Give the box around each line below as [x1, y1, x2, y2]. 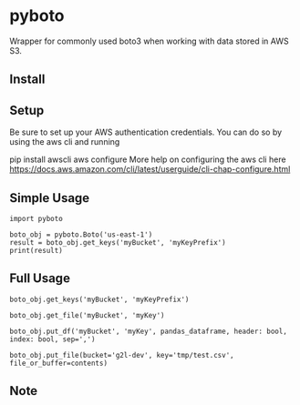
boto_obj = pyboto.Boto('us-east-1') [9, 229, 153, 239]
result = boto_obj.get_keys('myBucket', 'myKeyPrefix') [9, 238, 226, 247]
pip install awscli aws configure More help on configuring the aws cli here [9, 154, 286, 165]
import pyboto [9, 214, 64, 223]
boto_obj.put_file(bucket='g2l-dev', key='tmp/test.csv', [9, 350, 234, 359]
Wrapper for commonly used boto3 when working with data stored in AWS [9, 35, 289, 46]
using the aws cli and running [9, 137, 120, 147]
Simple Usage [9, 190, 90, 206]
